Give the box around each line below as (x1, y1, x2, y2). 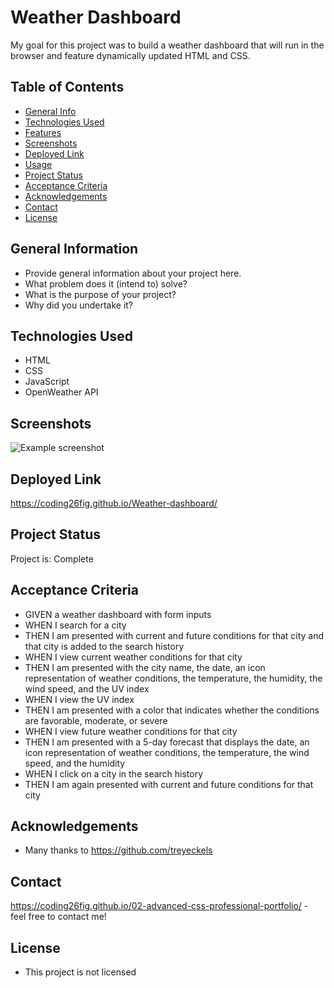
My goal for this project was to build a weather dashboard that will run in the (10, 39, 325, 51)
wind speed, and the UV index (24, 682, 150, 695)
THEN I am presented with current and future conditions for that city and (24, 629, 325, 641)
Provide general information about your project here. (24, 267, 242, 279)
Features (24, 126, 62, 138)
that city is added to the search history (24, 640, 185, 652)
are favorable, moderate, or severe (24, 714, 168, 726)
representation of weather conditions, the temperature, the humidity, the (24, 672, 323, 684)
